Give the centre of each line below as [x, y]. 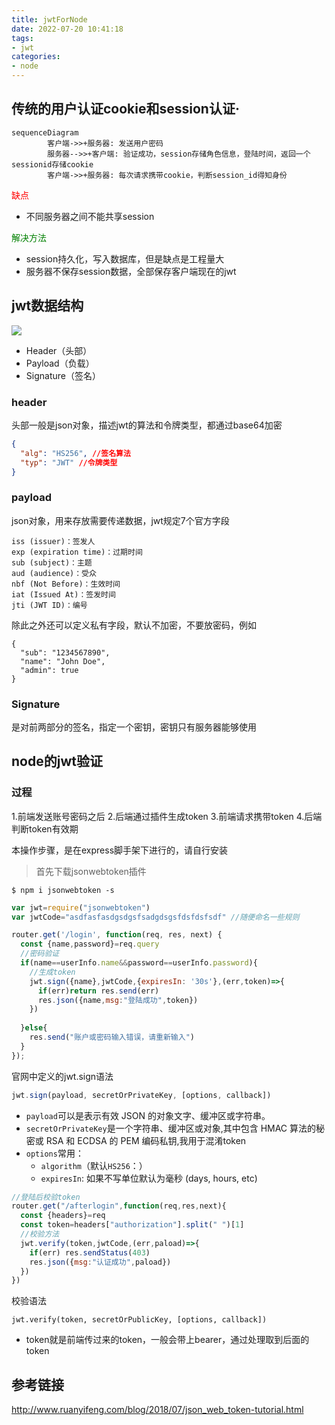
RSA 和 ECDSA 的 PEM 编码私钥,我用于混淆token [146, 1140]
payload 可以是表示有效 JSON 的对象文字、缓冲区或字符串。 [148, 1115]
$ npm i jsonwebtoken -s [63, 890]
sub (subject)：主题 [52, 562]
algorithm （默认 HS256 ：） [94, 1165]
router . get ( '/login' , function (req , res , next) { [117, 935]
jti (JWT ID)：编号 [49, 605]
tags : [22, 38]
